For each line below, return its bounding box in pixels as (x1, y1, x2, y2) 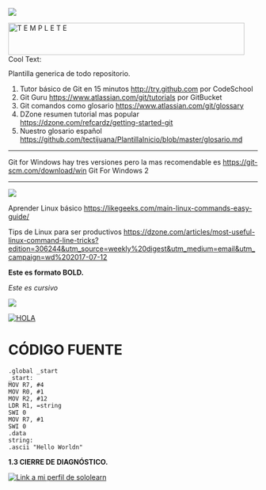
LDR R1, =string (8, 401, 62, 409)
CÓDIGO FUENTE (8, 341, 123, 359)
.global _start (8, 367, 59, 375)
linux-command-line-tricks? (8, 236, 99, 245)
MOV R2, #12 (8, 394, 47, 403)
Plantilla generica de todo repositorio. (8, 69, 131, 78)
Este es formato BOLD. (8, 268, 85, 277)
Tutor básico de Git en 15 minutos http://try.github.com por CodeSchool (19, 84, 253, 93)
